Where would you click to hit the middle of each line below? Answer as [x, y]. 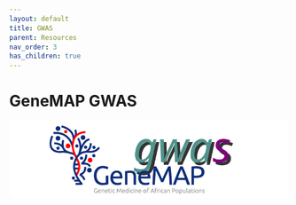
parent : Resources [43, 37]
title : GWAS [31, 28]
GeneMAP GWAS [73, 101]
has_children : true [45, 56]
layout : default [39, 19]
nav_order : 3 [33, 47]
